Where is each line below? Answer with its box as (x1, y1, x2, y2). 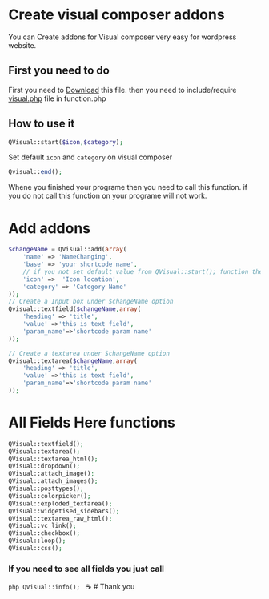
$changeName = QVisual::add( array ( (8, 246, 127, 254)
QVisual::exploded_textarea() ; (8, 499, 113, 508)
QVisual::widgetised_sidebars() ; (8, 507, 120, 515)
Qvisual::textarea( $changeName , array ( (8, 356, 138, 365)
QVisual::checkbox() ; (8, 529, 81, 537)
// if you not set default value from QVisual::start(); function (22, 267, 249, 275)
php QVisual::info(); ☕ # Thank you (8, 582, 135, 592)
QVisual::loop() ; (8, 537, 66, 545)
